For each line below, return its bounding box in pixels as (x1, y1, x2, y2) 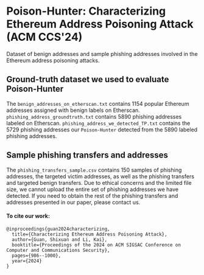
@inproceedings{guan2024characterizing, (6, 226, 111, 232)
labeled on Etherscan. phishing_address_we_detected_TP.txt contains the (6, 119, 191, 127)
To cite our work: (6, 212, 51, 220)
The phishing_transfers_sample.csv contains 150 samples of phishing (6, 166, 182, 173)
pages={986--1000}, (12, 252, 62, 259)
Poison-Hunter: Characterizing (6, 4, 166, 18)
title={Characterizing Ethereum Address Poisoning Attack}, (12, 231, 167, 237)
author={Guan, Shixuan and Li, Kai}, (12, 236, 108, 243)
